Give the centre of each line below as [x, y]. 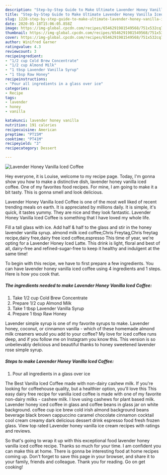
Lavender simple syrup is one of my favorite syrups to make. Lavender [77, 323]
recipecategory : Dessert [31, 148]
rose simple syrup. [24, 350]
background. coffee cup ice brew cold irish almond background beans [77, 410]
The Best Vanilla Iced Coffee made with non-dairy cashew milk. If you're [79, 383]
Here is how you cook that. [33, 274]
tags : [11, 97]
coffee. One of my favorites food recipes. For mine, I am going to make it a [81, 187]
